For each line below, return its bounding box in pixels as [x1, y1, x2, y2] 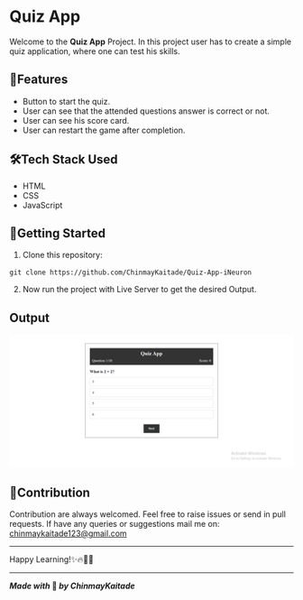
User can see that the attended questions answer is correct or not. [22, 106, 271, 116]
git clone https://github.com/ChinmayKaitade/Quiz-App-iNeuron [9, 268, 252, 277]
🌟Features [9, 72, 69, 88]
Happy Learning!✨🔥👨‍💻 [9, 554, 95, 565]
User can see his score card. [22, 115, 130, 125]
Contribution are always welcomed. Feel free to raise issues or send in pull [9, 509, 287, 520]
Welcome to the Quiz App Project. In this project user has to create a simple [9, 36, 291, 47]
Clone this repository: [22, 250, 103, 261]
